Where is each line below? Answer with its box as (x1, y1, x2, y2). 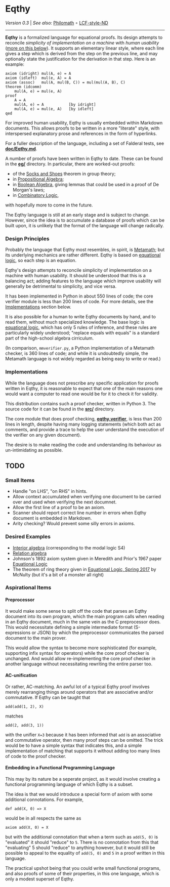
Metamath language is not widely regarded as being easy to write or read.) (5, 356, 161, 362)
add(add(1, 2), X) (5, 704, 44, 709)
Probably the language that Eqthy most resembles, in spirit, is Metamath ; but (5, 246, 165, 253)
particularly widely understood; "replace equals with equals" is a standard (5, 330, 159, 336)
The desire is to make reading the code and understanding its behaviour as (5, 441, 162, 448)
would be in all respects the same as (5, 815, 81, 821)
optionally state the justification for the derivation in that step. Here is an (5, 56, 156, 62)
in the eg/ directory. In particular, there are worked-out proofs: (5, 160, 136, 167)
